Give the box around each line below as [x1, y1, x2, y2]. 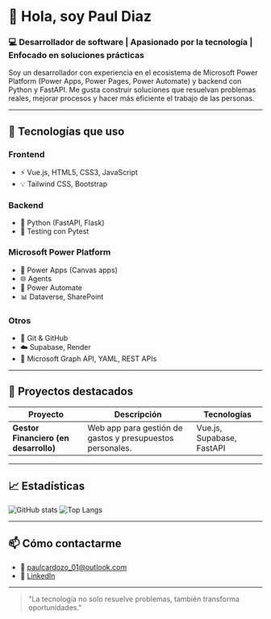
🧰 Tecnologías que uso [8, 124, 125, 138]
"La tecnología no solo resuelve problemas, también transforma [27, 594, 240, 604]
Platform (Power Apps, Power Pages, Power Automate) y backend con [8, 77, 242, 86]
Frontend [8, 148, 45, 160]
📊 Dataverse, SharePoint [19, 292, 104, 301]
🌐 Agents [19, 273, 52, 283]
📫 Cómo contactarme [8, 537, 123, 550]
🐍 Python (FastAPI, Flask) [19, 218, 105, 228]
